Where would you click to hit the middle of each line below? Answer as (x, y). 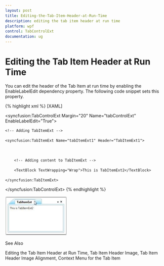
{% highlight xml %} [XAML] (34, 106)
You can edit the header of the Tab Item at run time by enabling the (73, 86)
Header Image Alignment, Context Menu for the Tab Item (63, 258)
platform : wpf (20, 26)
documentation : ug (24, 37)
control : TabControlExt (30, 31)
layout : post (19, 10)
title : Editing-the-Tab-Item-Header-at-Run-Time (56, 16)
